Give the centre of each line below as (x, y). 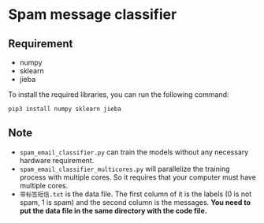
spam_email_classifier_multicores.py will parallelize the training (125, 169)
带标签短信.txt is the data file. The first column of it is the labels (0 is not (136, 194)
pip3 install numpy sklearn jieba (65, 109)
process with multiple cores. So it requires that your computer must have (138, 177)
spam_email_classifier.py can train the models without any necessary (134, 152)
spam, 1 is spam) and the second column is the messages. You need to (135, 202)
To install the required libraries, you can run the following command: (119, 95)
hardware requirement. (57, 160)
